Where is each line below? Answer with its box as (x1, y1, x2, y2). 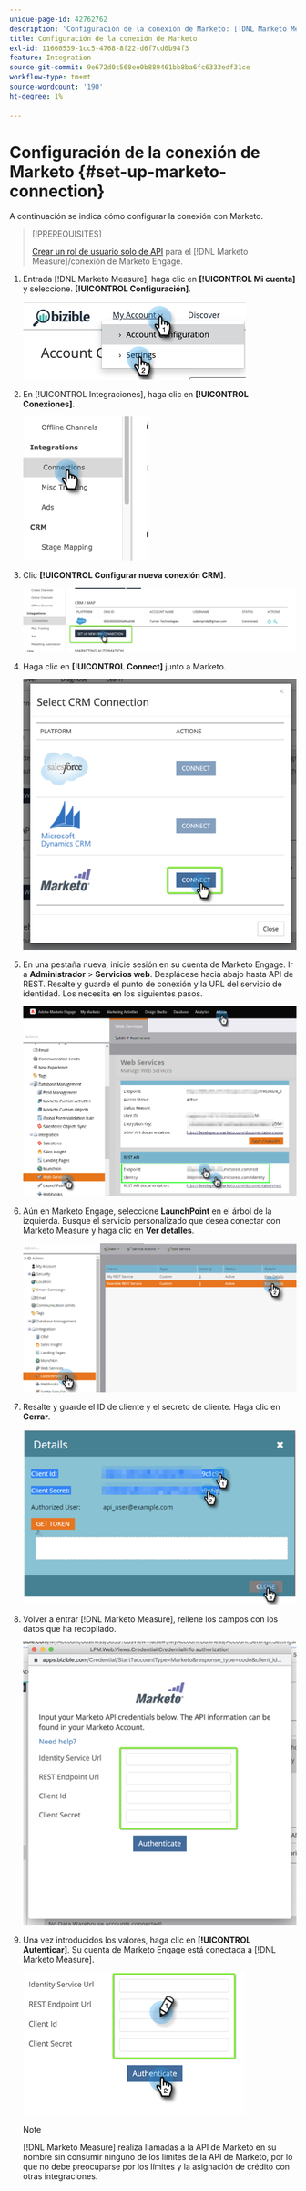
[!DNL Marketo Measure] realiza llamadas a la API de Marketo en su (22, 2142, 277, 2153)
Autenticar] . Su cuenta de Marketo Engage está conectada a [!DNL (22, 1944, 276, 1955)
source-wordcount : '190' (9, 82, 104, 91)
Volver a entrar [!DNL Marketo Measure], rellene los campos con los (22, 1613, 279, 1625)
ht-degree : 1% (9, 91, 64, 100)
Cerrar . (22, 1411, 51, 1422)
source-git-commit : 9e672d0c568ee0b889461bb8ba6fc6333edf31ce (9, 63, 250, 72)
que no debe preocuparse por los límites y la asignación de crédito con (22, 2161, 290, 2173)
